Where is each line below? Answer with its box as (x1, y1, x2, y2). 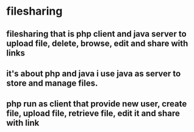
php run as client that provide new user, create (6, 99, 187, 109)
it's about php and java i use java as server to (6, 68, 181, 79)
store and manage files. (6, 78, 98, 88)
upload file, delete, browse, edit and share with (6, 38, 189, 48)
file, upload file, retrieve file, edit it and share (6, 108, 180, 119)
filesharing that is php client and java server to (6, 29, 187, 39)
